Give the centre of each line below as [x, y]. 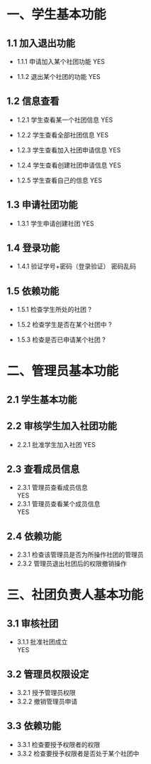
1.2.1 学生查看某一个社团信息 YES [65, 120]
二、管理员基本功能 [63, 371]
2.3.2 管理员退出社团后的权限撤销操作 [72, 564]
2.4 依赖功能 [34, 536]
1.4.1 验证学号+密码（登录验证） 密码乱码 [76, 266]
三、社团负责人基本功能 [75, 595]
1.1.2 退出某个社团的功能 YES [58, 77]
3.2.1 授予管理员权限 [46, 693]
